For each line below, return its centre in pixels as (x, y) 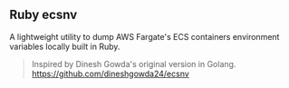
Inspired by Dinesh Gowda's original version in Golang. (134, 64)
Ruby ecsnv (43, 15)
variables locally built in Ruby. (65, 46)
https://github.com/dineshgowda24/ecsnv (111, 73)
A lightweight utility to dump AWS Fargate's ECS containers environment (144, 36)
